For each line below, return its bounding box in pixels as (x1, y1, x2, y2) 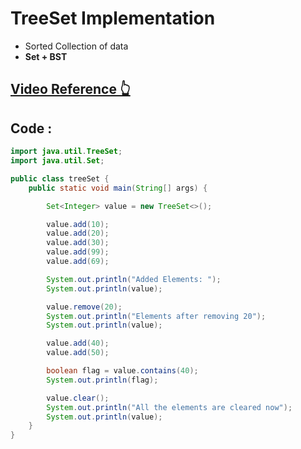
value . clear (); (46, 393, 110, 403)
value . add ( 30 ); (46, 238, 110, 248)
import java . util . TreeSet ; (10, 147, 123, 157)
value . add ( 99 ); (46, 247, 110, 257)
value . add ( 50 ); (46, 348, 110, 358)
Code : (10, 120, 53, 137)
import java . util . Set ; (10, 156, 105, 166)
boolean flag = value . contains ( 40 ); (46, 366, 199, 376)
